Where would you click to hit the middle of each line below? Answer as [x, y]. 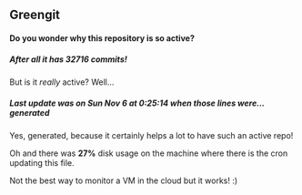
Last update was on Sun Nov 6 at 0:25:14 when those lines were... [137, 103]
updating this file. [42, 162]
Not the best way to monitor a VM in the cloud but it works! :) [124, 180]
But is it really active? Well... [62, 82]
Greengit [35, 15]
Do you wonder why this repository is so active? [102, 38]
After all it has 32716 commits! [68, 59]
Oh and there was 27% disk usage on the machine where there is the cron [149, 153]
